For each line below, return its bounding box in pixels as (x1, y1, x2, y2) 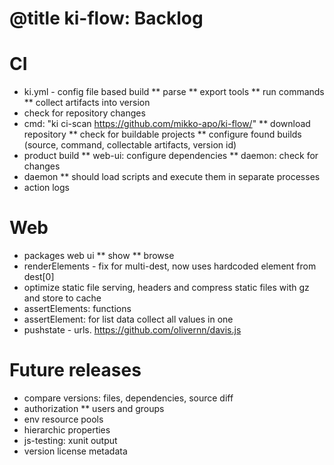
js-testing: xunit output (23, 435, 118, 446)
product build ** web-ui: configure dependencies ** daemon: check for (23, 150, 319, 162)
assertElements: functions (23, 303, 132, 315)
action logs (23, 182, 70, 194)
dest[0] (23, 271, 55, 283)
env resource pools (23, 413, 104, 425)
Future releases (9, 359, 142, 382)
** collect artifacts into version (23, 97, 151, 109)
